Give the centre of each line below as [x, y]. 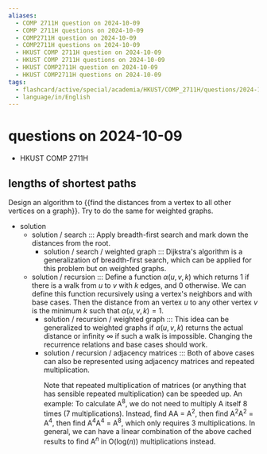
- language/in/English [53, 97]
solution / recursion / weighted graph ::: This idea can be [136, 319]
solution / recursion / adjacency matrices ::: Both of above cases [149, 353]
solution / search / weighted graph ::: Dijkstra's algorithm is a [143, 252]
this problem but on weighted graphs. [105, 268]
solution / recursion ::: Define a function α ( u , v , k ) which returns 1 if [140, 277]
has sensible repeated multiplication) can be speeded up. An [143, 394]
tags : [17, 82]
